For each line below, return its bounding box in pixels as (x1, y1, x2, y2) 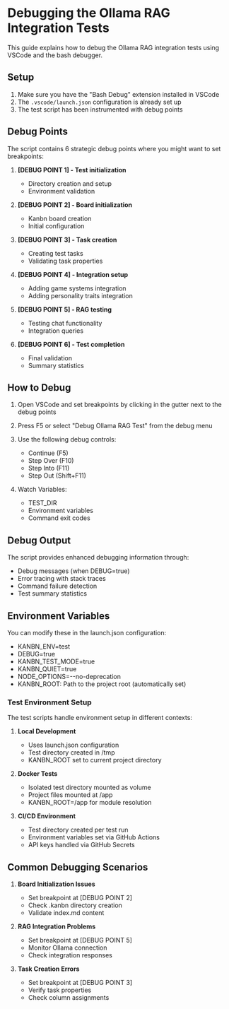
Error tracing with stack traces (17, 574, 106, 583)
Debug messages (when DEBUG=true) (17, 567, 130, 575)
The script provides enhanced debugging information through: (7, 553, 189, 562)
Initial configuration (28, 221, 85, 230)
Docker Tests (17, 769, 58, 778)
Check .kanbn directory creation (28, 901, 122, 909)
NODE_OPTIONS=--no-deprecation (17, 673, 122, 680)
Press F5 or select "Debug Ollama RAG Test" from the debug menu (17, 422, 213, 430)
